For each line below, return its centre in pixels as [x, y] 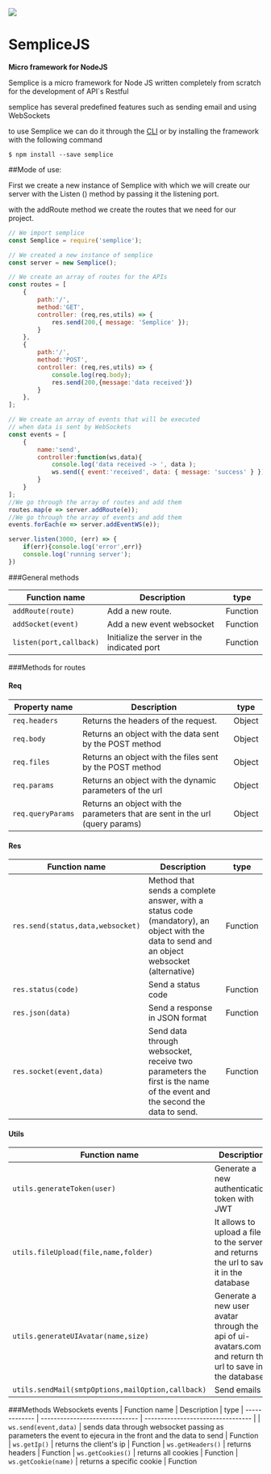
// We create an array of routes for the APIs [88, 277]
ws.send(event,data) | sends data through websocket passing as [116, 1427]
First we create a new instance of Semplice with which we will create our [129, 185]
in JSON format [177, 1018]
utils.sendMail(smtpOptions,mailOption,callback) [110, 1390]
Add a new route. [139, 610]
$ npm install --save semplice [61, 154]
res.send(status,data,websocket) [77, 926]
